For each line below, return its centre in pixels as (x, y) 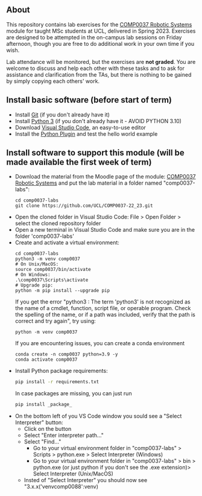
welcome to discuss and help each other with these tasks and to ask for (96, 68)
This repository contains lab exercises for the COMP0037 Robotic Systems (99, 24)
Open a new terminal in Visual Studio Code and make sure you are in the (105, 230)
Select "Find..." (43, 442)
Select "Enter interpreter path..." (64, 435)
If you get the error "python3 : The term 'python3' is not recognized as (103, 302)
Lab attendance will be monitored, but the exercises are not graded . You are (101, 62)
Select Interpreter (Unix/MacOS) (73, 474)
